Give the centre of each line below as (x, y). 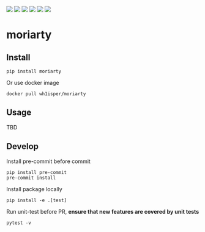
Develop (22, 147)
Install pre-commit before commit (48, 161)
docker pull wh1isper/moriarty (46, 94)
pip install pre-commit (37, 172)
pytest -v (19, 223)
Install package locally (34, 189)
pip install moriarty (34, 71)
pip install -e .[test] (37, 200)
